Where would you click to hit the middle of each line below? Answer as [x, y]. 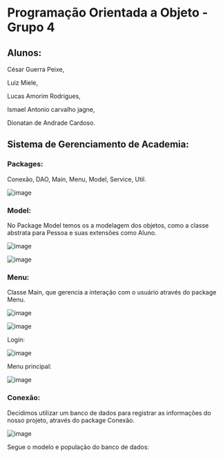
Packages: [25, 164]
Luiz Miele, [23, 83]
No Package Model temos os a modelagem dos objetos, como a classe [108, 225]
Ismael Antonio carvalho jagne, [51, 109]
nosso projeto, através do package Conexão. [71, 420]
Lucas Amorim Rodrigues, [44, 96]
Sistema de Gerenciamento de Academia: [98, 145]
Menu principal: [29, 366]
